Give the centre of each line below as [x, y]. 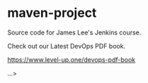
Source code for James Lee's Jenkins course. [74, 32]
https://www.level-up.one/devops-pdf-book [72, 59]
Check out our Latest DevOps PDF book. [67, 46]
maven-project [52, 13]
